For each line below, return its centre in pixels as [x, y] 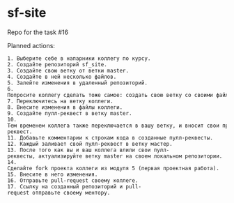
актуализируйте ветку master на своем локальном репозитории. [130, 156]
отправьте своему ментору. [71, 193]
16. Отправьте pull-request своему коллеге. [73, 180]
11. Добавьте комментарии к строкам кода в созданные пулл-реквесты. [110, 137]
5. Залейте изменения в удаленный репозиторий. [78, 83]
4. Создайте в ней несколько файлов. [62, 77]
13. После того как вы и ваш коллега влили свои [79, 150]
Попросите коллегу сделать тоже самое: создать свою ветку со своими [110, 95]
